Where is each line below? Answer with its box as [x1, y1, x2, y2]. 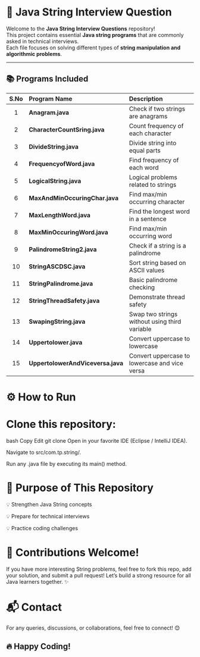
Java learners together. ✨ [6, 578, 69, 585]
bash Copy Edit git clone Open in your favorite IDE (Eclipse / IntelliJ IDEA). [6, 437, 187, 444]
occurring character [129, 198, 185, 206]
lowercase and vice [129, 359, 183, 367]
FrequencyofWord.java [29, 159, 95, 168]
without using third [129, 317, 182, 326]
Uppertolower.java [29, 338, 83, 346]
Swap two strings [129, 309, 178, 318]
